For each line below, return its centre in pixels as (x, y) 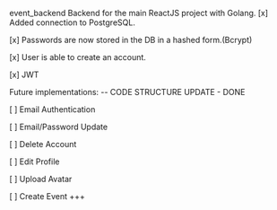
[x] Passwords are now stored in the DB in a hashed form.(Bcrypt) (131, 40)
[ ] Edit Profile (35, 162)
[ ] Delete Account (43, 144)
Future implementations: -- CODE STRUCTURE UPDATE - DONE (127, 92)
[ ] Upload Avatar (41, 179)
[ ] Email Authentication (52, 109)
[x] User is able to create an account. (78, 57)
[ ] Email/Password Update (59, 127)
